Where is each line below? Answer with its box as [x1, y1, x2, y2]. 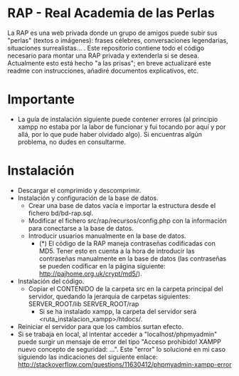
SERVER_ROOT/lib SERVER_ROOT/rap [28, 299, 139, 308]
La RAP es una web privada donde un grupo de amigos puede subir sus [7, 28, 218, 37]
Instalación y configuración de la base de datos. [17, 194, 159, 202]
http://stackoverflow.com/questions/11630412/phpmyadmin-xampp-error [17, 360, 232, 368]
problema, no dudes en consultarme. [17, 137, 127, 146]
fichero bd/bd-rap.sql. [28, 209, 94, 217]
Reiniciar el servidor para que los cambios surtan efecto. [17, 322, 184, 330]
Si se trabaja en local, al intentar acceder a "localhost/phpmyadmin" [17, 330, 218, 338]
